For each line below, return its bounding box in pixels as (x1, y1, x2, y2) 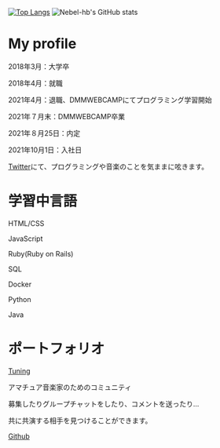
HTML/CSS (8, 218, 45, 228)
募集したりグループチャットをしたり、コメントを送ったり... (8, 399, 200, 408)
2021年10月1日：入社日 (8, 145, 82, 155)
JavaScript (8, 234, 43, 243)
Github (8, 432, 30, 441)
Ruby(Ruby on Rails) (8, 249, 74, 258)
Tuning (8, 366, 31, 376)
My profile (8, 35, 77, 53)
